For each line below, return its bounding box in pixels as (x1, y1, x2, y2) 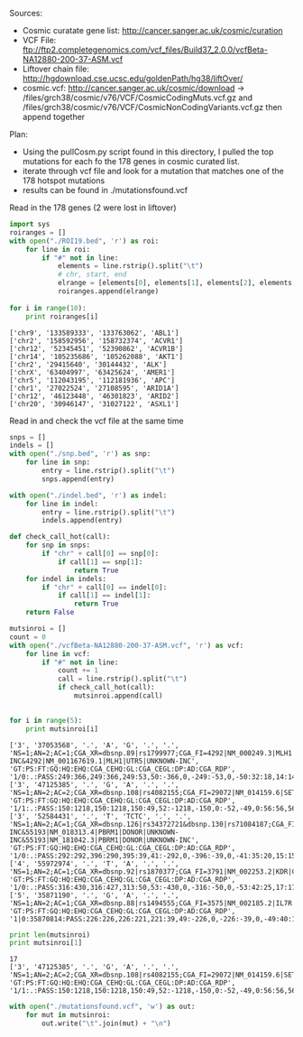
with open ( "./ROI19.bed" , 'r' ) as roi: (9, 236, 160, 245)
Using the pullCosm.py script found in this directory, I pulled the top (22, 146, 274, 157)
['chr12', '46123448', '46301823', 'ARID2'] (9, 392, 179, 401)
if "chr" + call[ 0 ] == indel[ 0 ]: (41, 582, 168, 592)
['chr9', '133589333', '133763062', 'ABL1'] (9, 329, 179, 338)
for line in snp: (25, 458, 91, 468)
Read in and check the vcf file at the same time (9, 415, 184, 426)
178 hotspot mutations (22, 175, 106, 186)
